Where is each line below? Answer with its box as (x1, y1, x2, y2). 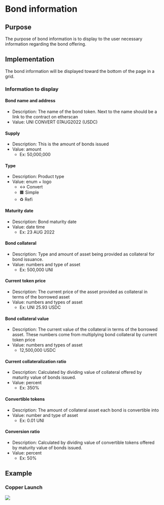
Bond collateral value (5, 316, 49, 321)
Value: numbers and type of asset (12, 261, 81, 267)
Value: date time (12, 224, 45, 230)
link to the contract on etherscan (12, 114, 78, 119)
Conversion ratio (5, 429, 40, 435)
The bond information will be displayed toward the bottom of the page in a (5, 68, 155, 74)
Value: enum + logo (12, 179, 52, 184)
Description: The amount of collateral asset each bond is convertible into (12, 407, 159, 413)
